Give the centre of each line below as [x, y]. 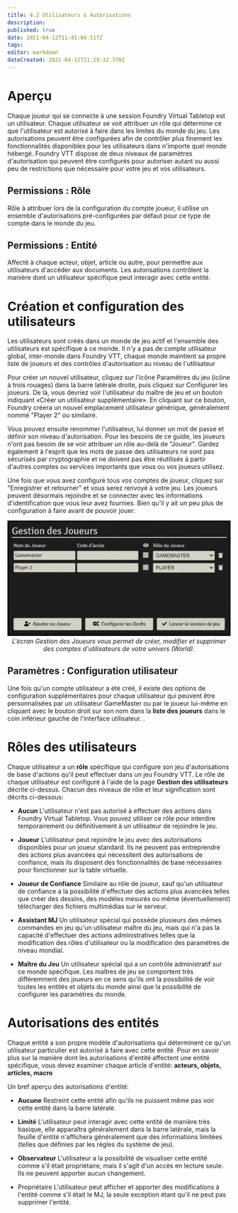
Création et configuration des [96, 306]
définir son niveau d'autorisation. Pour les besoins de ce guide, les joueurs [116, 436]
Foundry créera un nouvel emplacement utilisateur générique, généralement [119, 408]
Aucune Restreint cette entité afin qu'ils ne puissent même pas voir [116, 1100]
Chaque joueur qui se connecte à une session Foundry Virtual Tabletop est [116, 115]
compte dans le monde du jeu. [52, 223]
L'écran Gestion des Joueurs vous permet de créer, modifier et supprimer [119, 641]
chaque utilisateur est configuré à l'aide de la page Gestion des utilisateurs [118, 782]
